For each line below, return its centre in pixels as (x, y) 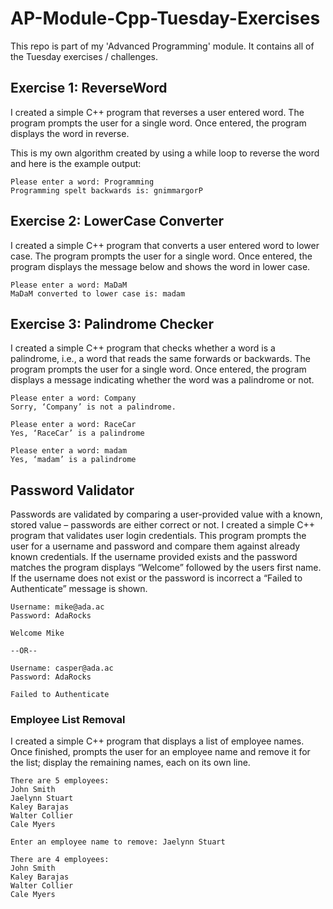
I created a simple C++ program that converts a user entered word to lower (165, 245)
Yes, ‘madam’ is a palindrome (73, 460)
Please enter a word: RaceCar (73, 425)
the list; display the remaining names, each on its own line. (130, 763)
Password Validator (72, 490)
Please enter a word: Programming (82, 182)
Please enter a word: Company (73, 398)
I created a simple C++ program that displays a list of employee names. (157, 741)
